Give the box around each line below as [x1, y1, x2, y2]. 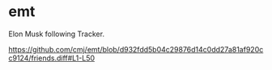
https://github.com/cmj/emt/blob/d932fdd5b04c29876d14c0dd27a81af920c [8, 44, 264, 54]
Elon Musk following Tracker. [8, 29, 105, 39]
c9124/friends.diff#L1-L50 [8, 53, 96, 63]
